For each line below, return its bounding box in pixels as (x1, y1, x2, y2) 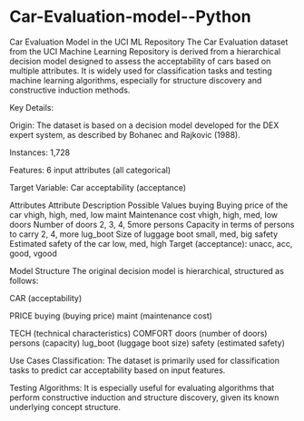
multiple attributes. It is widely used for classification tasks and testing (9, 65, 272, 76)
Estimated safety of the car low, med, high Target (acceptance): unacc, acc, (9, 238, 293, 249)
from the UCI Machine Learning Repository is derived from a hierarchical (9, 45, 281, 56)
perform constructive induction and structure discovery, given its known (9, 392, 279, 403)
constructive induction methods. (9, 84, 131, 95)
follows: (9, 275, 39, 286)
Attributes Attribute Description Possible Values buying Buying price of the (9, 200, 289, 210)
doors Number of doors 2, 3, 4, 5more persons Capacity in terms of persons (9, 219, 295, 230)
